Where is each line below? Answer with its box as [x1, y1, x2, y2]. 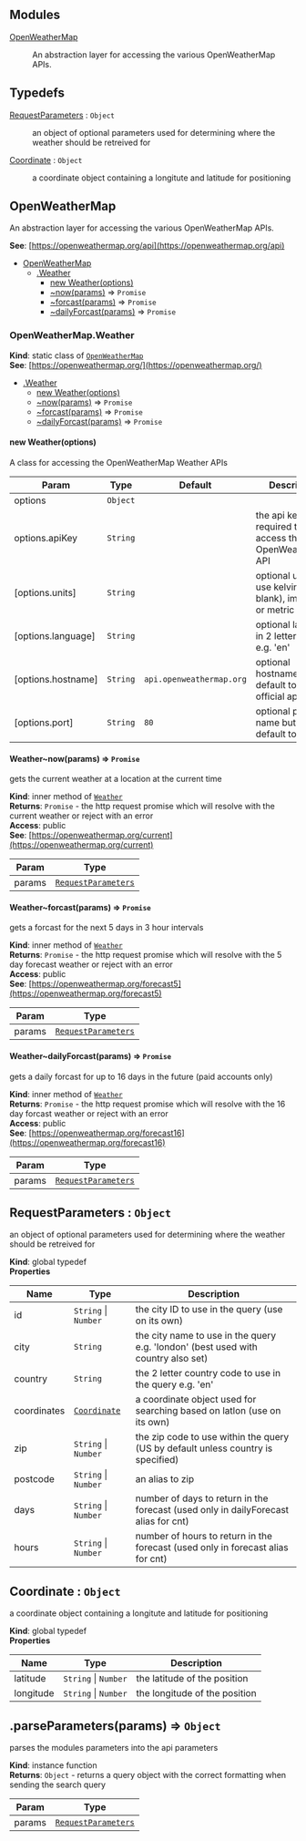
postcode [14, 1473, 55, 1486]
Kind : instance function [9, 1759, 97, 1771]
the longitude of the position [136, 1687, 257, 1700]
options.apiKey [14, 531, 78, 544]
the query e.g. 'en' [135, 1378, 214, 1391]
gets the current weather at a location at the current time [9, 774, 222, 785]
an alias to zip [135, 1473, 194, 1486]
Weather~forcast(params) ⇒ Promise [9, 901, 152, 912]
